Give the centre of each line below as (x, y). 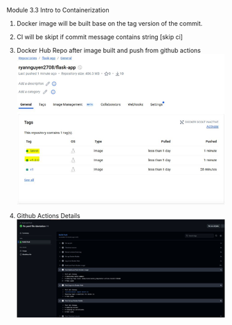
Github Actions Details (48, 215)
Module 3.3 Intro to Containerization (58, 10)
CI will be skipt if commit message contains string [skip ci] (99, 37)
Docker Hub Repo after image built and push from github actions (109, 50)
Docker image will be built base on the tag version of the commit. (109, 23)
